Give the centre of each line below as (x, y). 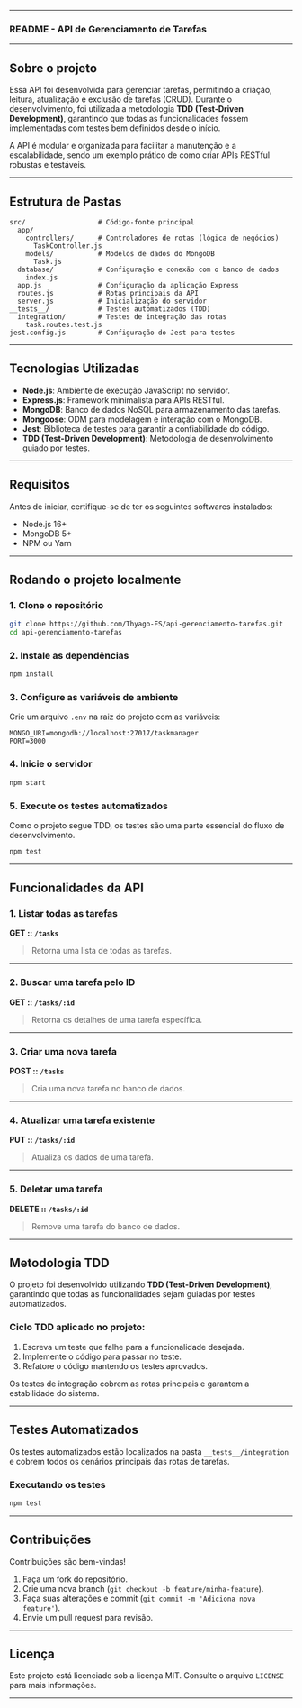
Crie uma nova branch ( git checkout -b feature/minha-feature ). (143, 1588)
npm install (31, 674)
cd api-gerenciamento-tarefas (66, 633)
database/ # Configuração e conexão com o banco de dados (148, 269)
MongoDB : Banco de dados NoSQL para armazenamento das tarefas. (151, 409)
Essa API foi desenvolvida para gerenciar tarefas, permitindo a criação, (141, 90)
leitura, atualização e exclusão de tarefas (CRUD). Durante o (120, 99)
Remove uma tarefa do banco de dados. (106, 1226)
